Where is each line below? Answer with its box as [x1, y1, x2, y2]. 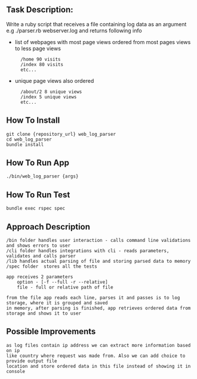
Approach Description [6, 222, 91, 232]
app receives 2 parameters [6, 274, 73, 280]
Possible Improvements [6, 327, 96, 337]
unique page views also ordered [14, 77, 94, 84]
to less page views [14, 45, 61, 52]
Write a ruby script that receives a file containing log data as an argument [6, 20, 187, 27]
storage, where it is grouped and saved [6, 300, 109, 306]
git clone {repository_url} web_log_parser [6, 131, 116, 137]
